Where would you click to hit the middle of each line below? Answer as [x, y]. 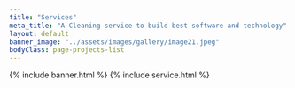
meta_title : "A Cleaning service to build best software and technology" [148, 26]
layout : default [39, 33]
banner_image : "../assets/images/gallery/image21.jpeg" [114, 42]
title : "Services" [43, 17]
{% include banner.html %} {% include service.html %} [109, 75]
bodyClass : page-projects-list [67, 50]
